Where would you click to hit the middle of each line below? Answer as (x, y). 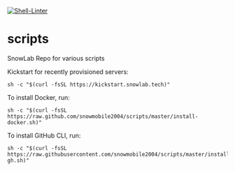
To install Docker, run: (38, 97)
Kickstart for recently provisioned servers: (68, 72)
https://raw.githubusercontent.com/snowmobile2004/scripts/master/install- (120, 154)
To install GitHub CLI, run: (44, 135)
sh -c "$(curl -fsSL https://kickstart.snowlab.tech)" (89, 84)
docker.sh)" (24, 122)
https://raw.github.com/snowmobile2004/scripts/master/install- (103, 116)
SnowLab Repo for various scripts (56, 58)
